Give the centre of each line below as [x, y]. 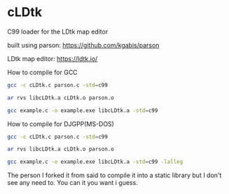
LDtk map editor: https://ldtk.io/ [53, 58]
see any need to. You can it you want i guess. [72, 183]
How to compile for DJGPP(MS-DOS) [61, 124]
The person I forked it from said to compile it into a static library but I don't [114, 175]
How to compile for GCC [43, 72]
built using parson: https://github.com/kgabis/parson [83, 45]
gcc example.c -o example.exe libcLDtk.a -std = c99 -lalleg [95, 162]
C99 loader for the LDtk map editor [58, 32]
